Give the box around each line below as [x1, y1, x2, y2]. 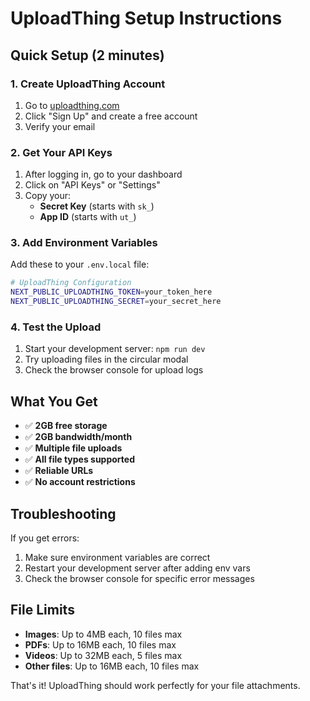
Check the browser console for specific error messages [24, 573, 255, 585]
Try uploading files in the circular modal [24, 353, 189, 366]
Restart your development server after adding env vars [24, 562, 251, 574]
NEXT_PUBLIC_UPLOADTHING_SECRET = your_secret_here [10, 297, 222, 307]
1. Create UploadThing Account [10, 77, 166, 91]
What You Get [10, 393, 98, 410]
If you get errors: [10, 532, 80, 544]
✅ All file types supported [24, 453, 135, 466]
